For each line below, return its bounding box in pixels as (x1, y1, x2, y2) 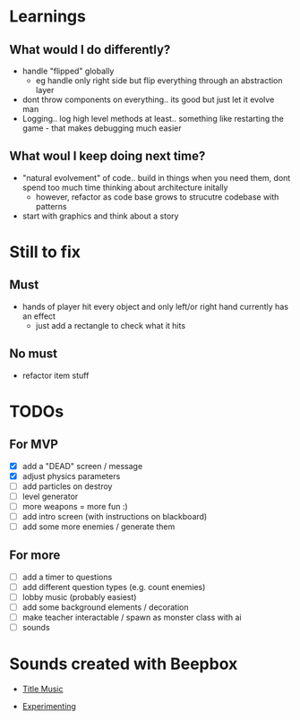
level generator (21, 491, 79, 501)
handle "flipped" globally (21, 65, 115, 76)
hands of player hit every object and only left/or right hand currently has (21, 301, 289, 312)
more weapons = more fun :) (21, 501, 128, 511)
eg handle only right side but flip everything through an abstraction (35, 75, 284, 86)
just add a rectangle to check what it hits (35, 320, 186, 330)
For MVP (9, 437, 58, 452)
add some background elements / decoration (21, 602, 189, 613)
